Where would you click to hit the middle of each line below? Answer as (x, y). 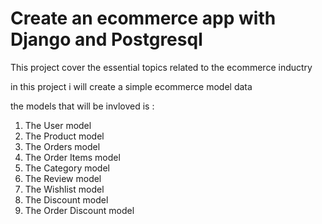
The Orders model (62, 146)
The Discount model (66, 199)
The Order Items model (72, 157)
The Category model (67, 168)
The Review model (63, 178)
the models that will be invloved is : (82, 106)
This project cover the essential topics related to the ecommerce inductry (161, 67)
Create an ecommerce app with (143, 18)
